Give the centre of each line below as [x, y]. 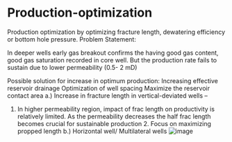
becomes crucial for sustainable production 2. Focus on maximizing [114, 123]
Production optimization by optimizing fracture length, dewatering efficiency [116, 32]
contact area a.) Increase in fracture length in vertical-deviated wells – [108, 96]
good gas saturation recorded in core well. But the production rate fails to [112, 60]
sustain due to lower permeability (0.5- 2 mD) [72, 67]
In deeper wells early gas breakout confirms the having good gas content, [113, 53]
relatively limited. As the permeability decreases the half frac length [114, 116]
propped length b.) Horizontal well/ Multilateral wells [92, 131]
